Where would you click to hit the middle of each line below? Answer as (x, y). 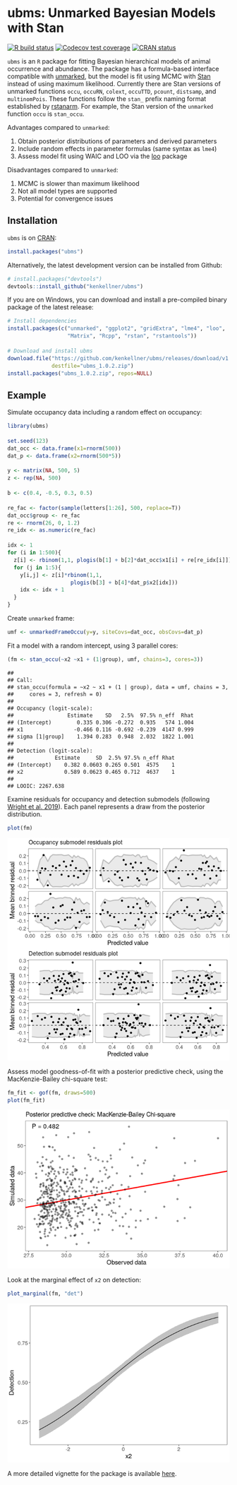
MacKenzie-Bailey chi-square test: (57, 1079)
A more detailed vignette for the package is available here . (92, 1474)
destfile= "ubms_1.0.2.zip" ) (93, 366)
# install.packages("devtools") (55, 279)
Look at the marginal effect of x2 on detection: (74, 1280)
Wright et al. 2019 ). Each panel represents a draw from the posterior (106, 806)
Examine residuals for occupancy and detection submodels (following (109, 799)
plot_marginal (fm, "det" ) (45, 1294)
